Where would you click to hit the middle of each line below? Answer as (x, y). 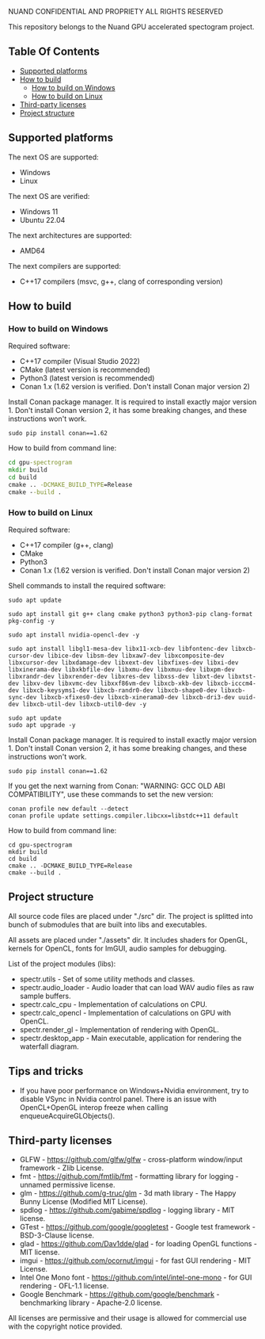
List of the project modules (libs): (62, 963)
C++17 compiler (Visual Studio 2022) (80, 362)
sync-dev (23, 697)
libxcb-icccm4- (231, 683)
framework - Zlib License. (62, 1168)
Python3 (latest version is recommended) (87, 378)
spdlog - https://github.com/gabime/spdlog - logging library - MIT (127, 1210)
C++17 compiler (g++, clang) (66, 545)
